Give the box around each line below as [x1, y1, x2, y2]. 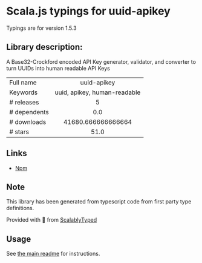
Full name [9, 78, 37, 86]
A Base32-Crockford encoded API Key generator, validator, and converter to [6, 58, 197, 65]
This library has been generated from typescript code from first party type [6, 198, 192, 205]
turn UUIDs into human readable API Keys [6, 64, 110, 72]
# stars [9, 128, 29, 136]
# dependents [9, 108, 50, 116]
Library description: [6, 42, 83, 52]
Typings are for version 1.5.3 [6, 24, 77, 32]
